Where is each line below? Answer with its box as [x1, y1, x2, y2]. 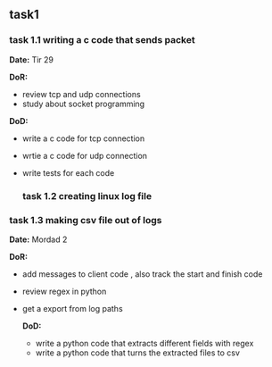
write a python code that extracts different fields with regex [35, 338, 254, 348]
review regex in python [21, 286, 107, 296]
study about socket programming [21, 98, 145, 109]
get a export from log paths [21, 303, 123, 313]
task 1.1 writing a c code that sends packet [9, 34, 195, 46]
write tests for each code [21, 167, 115, 178]
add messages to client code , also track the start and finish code [21, 268, 263, 279]
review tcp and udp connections [21, 88, 141, 99]
